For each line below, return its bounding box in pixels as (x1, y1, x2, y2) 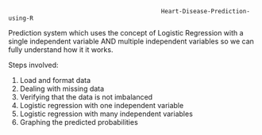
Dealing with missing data (19, 84, 105, 93)
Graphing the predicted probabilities (19, 118, 139, 126)
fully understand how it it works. (8, 45, 114, 54)
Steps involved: (8, 60, 59, 69)
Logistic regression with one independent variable (19, 101, 184, 110)
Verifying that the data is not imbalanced (19, 92, 153, 102)
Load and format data (19, 76, 91, 84)
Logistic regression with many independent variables (19, 109, 193, 118)
